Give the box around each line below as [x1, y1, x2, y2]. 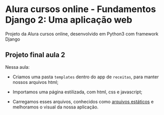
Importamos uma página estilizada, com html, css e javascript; [12, 89, 143, 95]
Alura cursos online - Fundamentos [5, 4, 156, 15]
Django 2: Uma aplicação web [5, 14, 133, 26]
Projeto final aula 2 [5, 51, 66, 59]
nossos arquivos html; [12, 79, 59, 85]
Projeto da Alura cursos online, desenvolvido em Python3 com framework [5, 31, 159, 37]
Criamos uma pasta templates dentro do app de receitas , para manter [12, 74, 159, 80]
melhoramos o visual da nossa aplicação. [12, 104, 99, 110]
